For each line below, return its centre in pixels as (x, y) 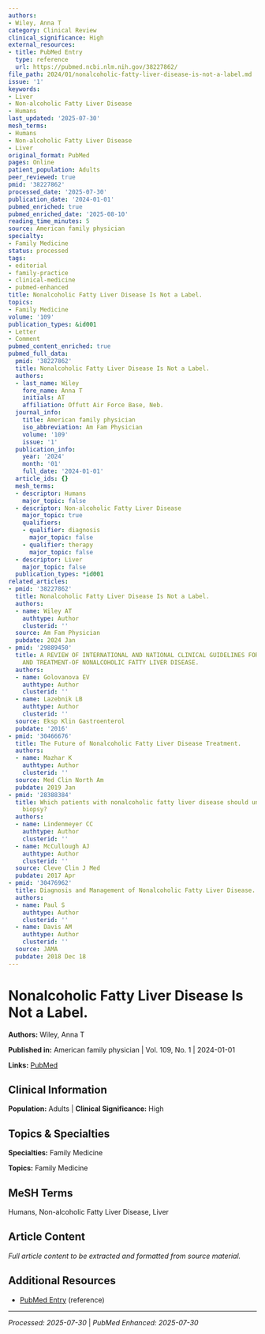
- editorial (28, 266)
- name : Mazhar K (44, 758)
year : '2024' (44, 457)
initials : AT (44, 398)
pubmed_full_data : (38, 354)
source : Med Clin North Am (60, 780)
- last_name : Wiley (47, 383)
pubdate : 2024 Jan (46, 641)
